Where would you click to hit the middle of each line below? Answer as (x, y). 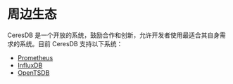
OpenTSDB (33, 72)
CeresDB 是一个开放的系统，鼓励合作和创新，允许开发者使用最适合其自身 (114, 35)
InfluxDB (30, 65)
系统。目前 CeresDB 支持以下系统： (71, 43)
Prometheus (35, 57)
